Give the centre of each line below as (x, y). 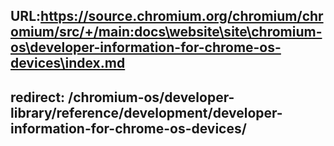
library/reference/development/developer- (146, 112)
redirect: (38, 97)
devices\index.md (68, 63)
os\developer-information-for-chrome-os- (146, 47)
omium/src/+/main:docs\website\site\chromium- (166, 32)
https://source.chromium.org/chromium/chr (182, 16)
